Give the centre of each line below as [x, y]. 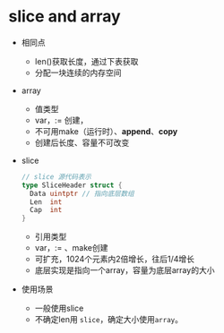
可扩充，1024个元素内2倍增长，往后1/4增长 [114, 259]
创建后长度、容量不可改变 [82, 142]
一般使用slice [59, 308]
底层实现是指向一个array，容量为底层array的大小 [125, 270]
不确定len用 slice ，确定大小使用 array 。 [108, 320]
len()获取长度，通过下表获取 [86, 61]
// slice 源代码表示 [56, 176]
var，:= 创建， [61, 120]
